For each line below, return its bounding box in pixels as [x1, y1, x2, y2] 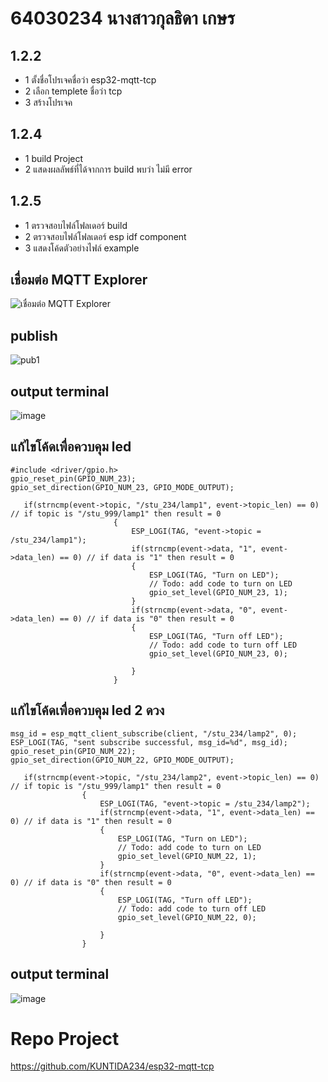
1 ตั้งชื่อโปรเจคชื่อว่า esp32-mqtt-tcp [24, 74, 157, 86]
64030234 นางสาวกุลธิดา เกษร [10, 7, 235, 30]
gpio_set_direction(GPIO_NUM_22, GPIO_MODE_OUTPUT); [10, 755, 235, 765]
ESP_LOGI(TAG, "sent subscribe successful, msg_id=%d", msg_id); [10, 737, 288, 747]
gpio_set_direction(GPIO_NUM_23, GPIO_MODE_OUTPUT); [10, 482, 235, 492]
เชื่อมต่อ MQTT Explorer [10, 272, 148, 289]
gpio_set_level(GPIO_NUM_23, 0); [148, 648, 288, 659]
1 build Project [24, 152, 84, 164]
